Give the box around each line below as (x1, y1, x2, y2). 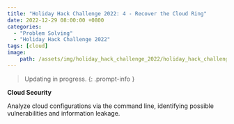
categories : (7, 23, 42, 30)
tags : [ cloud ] (7, 42, 49, 49)
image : (7, 49, 26, 56)
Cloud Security (7, 88, 52, 96)
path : (19, 56, 36, 63)
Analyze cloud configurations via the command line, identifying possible (7, 102, 214, 110)
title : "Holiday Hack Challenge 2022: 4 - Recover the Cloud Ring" (7, 10, 208, 17)
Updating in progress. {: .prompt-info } (24, 75, 135, 83)
